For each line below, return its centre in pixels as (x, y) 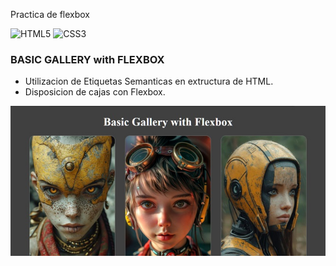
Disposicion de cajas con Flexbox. (95, 92)
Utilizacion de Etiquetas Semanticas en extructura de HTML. (149, 81)
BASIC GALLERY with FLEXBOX (87, 59)
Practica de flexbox (50, 14)
